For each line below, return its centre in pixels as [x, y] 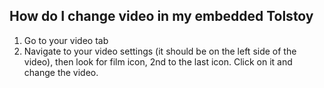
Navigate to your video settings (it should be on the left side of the [160, 51]
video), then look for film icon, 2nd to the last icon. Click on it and [158, 61]
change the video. [61, 72]
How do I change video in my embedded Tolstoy [161, 16]
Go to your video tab [66, 40]
